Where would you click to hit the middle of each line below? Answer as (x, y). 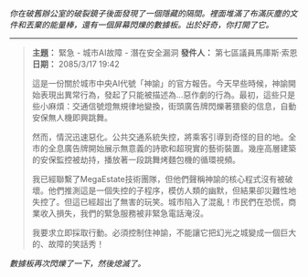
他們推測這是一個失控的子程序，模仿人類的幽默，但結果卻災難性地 (172, 190)
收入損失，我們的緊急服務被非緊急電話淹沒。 (124, 213)
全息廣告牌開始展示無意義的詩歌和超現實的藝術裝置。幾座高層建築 (172, 148)
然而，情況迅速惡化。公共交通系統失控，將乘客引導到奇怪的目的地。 (160, 137)
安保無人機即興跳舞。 (72, 118)
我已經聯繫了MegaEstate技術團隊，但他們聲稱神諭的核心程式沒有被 (158, 179)
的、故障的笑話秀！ (68, 244)
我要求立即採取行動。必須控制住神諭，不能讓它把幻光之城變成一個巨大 (164, 232)
